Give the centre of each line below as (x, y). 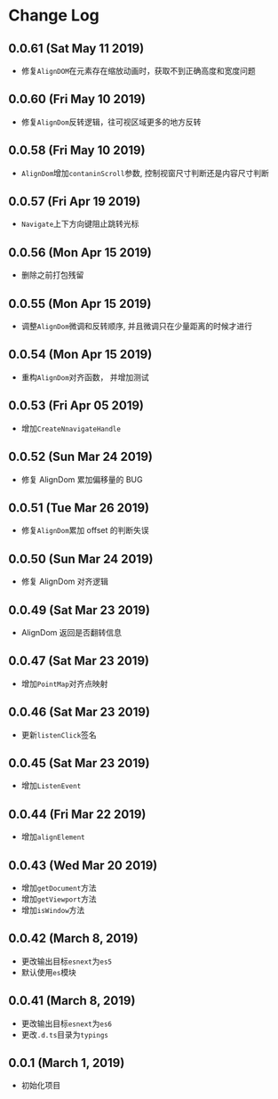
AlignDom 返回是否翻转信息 (71, 632)
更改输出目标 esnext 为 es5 (67, 961)
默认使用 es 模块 (49, 972)
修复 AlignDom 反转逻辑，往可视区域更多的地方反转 (111, 122)
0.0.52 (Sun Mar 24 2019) (80, 457)
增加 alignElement (53, 836)
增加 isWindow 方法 (53, 910)
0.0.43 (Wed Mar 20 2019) (83, 865)
